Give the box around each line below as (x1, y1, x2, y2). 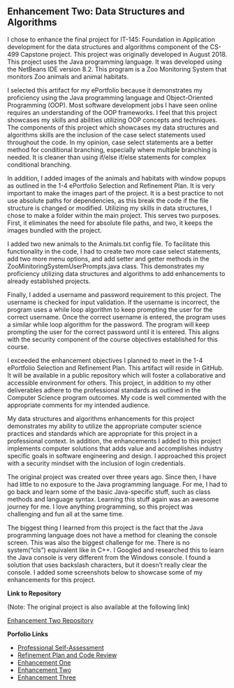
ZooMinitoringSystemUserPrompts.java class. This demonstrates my (7, 262, 205, 270)
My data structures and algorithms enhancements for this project (7, 414, 194, 422)
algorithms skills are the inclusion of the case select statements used (7, 130, 206, 139)
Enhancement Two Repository (7, 616, 94, 624)
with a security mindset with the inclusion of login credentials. (7, 459, 185, 467)
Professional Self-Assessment (17, 643, 105, 652)
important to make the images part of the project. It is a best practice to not (7, 188, 224, 197)
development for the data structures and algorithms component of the (7, 42, 209, 51)
